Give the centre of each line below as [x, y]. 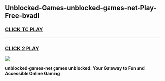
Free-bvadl [22, 16]
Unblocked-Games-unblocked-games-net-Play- [81, 8]
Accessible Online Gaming [33, 73]
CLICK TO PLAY [24, 30]
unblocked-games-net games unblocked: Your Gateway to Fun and [75, 68]
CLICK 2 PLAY [22, 48]
